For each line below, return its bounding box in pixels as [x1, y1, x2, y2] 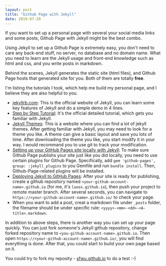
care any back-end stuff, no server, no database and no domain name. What [5, 50, 161, 56]
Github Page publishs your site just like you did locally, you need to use [12, 152, 158, 158]
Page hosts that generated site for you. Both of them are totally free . [5, 75, 145, 82]
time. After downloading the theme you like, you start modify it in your [12, 136, 155, 142]
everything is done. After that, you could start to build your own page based [5, 241, 160, 247]
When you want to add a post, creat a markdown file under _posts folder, [12, 200, 162, 206]
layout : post [5, 7, 32, 12]
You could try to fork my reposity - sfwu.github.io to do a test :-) [5, 256, 136, 262]
